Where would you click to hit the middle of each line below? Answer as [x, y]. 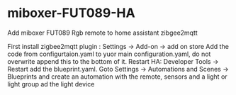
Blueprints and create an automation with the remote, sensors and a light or [118, 77]
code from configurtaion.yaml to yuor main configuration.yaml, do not [109, 54]
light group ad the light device [51, 84]
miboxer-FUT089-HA [72, 13]
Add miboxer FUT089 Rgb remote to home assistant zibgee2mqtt [103, 33]
